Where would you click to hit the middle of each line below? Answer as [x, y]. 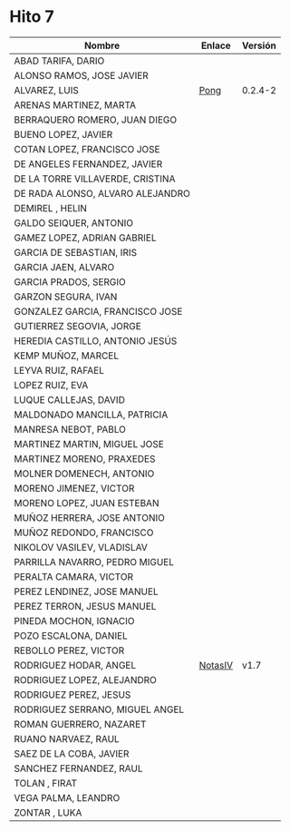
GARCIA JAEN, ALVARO [64, 267]
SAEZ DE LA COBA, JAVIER [72, 753]
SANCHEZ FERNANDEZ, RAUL [78, 768]
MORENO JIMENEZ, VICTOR [74, 488]
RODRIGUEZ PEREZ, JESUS [72, 694]
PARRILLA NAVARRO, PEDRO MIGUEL [94, 562]
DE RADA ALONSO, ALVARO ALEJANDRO [102, 193]
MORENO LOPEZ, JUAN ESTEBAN [87, 503]
